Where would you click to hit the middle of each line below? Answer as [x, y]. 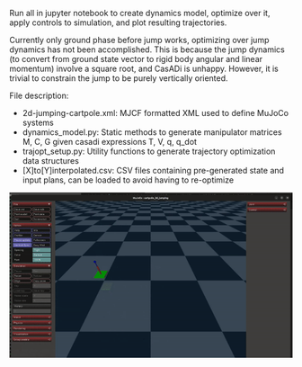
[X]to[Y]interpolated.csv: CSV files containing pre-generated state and [153, 170]
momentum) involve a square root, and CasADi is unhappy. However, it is [144, 68]
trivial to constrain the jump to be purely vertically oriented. [119, 78]
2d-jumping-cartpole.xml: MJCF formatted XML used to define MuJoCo [155, 113]
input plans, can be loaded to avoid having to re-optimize [128, 180]
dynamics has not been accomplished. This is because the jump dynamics [147, 49]
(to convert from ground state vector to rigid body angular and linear [136, 59]
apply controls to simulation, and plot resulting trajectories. [118, 22]
